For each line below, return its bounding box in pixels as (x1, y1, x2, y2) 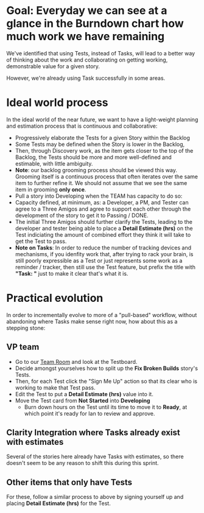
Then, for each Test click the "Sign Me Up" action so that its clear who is (15, 377, 198, 385)
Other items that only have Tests (6, 477, 133, 487)
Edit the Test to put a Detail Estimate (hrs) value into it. (15, 390, 153, 397)
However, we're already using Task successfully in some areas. (6, 74, 166, 82)
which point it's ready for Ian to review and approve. (24, 410, 155, 417)
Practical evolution (6, 291, 104, 305)
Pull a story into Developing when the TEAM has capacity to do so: (15, 192, 183, 200)
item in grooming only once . (15, 186, 86, 193)
